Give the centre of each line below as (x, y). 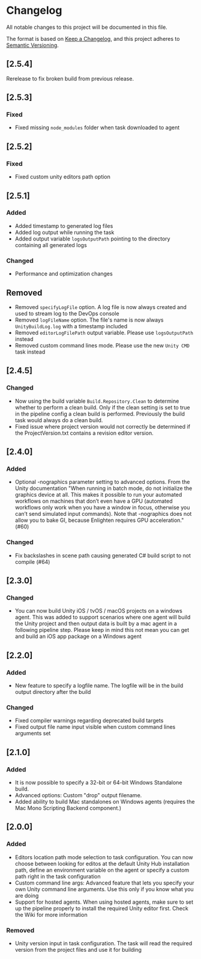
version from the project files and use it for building (78, 949)
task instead (30, 352)
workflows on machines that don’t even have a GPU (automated (94, 501)
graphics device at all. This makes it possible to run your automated (98, 495)
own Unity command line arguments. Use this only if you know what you (104, 889)
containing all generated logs (51, 245)
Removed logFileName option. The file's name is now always (89, 320)
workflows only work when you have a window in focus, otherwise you (102, 507)
